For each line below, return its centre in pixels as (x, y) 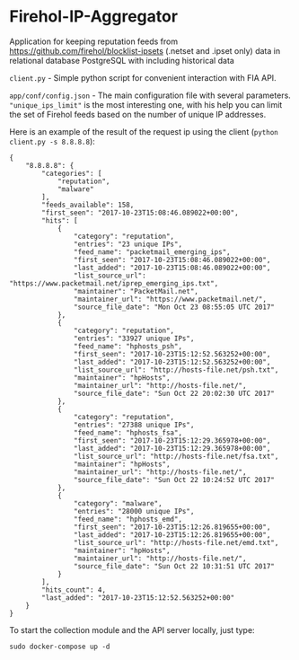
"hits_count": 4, (74, 590)
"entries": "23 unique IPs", (128, 244)
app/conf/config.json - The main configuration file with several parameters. (150, 95)
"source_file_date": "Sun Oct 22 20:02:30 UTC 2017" (174, 393)
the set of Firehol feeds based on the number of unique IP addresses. (138, 114)
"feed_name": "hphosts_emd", (128, 519)
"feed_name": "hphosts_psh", (128, 346)
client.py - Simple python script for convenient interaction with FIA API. (143, 77)
